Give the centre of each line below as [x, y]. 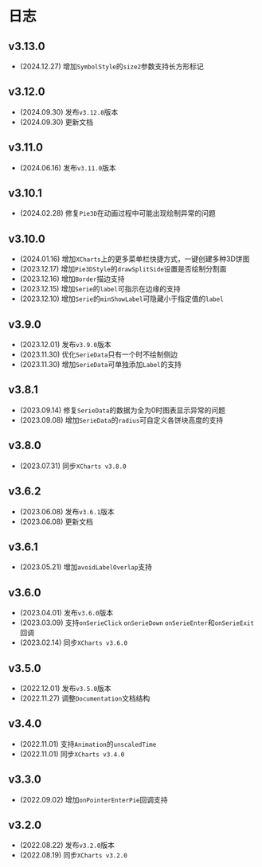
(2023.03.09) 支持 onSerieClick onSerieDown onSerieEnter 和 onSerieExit [137, 623]
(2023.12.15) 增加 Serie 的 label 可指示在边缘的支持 [100, 289]
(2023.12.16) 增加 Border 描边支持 [72, 279]
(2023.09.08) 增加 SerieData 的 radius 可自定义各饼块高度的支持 [121, 420]
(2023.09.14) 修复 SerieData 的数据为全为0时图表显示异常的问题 [122, 410]
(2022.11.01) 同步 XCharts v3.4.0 [72, 754]
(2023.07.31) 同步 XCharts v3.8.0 [73, 466]
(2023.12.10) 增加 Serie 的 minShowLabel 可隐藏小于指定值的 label [122, 299]
